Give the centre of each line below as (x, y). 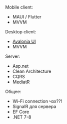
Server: (13, 56)
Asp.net (20, 66)
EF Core (21, 112)
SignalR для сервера (34, 106)
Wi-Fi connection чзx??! (37, 101)
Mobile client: (19, 7)
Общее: (13, 91)
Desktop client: (21, 32)
